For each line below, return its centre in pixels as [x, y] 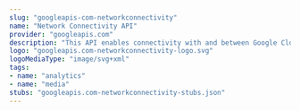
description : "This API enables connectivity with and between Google [143, 43]
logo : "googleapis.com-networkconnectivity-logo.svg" [112, 51]
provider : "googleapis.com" [62, 34]
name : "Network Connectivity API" [74, 26]
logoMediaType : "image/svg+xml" [69, 59]
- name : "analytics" [48, 76]
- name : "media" [39, 84]
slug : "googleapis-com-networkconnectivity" [93, 17]
